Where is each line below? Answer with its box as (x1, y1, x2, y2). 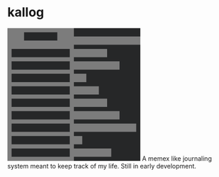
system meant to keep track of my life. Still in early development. (7, 161, 197, 170)
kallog (7, 4, 45, 21)
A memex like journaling (141, 154, 213, 163)
